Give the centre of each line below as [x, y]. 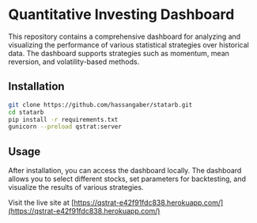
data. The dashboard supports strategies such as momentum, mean [119, 53]
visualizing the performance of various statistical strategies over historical [128, 44]
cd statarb [26, 112]
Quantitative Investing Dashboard [121, 15]
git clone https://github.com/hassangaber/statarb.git [100, 104]
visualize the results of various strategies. [76, 187]
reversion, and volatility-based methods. [74, 62]
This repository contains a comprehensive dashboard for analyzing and [125, 36]
